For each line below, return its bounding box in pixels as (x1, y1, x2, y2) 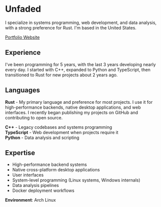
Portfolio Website (5, 34, 40, 40)
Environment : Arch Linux (5, 197, 56, 203)
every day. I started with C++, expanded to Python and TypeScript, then (5, 67, 151, 72)
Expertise (5, 148, 35, 157)
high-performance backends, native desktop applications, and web (5, 104, 141, 110)
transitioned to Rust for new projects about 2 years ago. (5, 72, 118, 78)
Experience (5, 48, 41, 57)
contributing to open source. (5, 115, 63, 120)
